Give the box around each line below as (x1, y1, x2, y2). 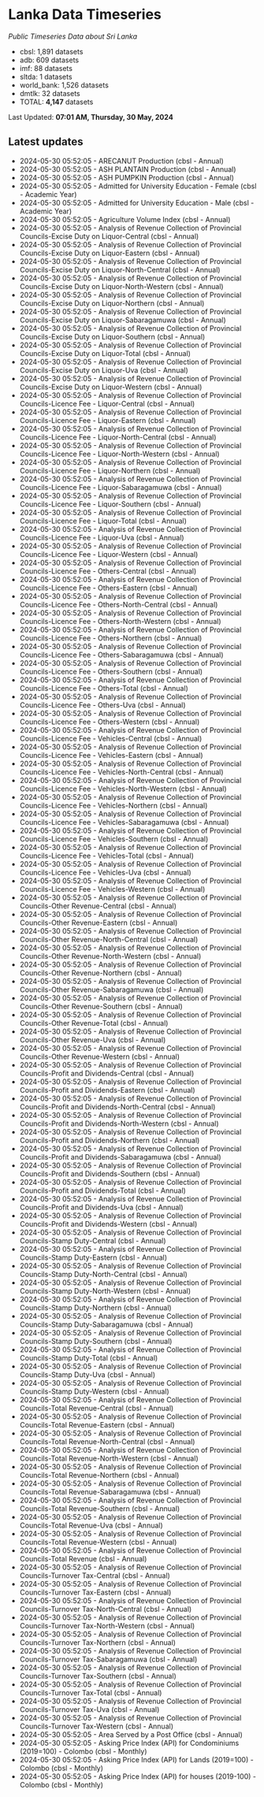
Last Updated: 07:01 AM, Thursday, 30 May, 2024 (8, 112, 173, 121)
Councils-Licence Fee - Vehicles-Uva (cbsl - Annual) (19, 867, 191, 877)
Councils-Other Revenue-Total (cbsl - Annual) (19, 1018, 169, 1027)
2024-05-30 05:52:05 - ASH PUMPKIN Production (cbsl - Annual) (19, 173, 235, 182)
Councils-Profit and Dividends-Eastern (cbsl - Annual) (19, 1085, 195, 1094)
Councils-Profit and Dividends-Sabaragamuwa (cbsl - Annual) (19, 1152, 222, 1161)
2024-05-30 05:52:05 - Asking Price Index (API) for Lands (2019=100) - (19, 1754, 254, 1764)
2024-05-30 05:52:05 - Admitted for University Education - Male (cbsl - (19, 198, 255, 207)
